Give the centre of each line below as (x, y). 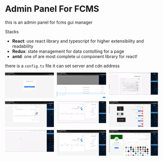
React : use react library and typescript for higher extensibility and (78, 41)
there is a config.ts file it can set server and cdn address (62, 66)
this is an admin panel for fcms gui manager (49, 22)
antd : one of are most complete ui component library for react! (75, 56)
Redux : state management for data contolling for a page (68, 51)
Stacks (12, 31)
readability (23, 46)
